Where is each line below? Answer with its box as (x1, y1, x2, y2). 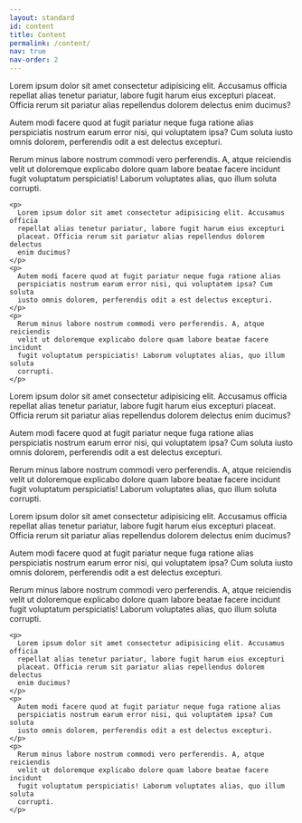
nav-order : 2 (9, 55, 59, 64)
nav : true (9, 47, 47, 56)
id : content (9, 22, 54, 31)
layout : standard (9, 13, 75, 23)
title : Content (9, 30, 67, 39)
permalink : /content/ (9, 38, 91, 48)
